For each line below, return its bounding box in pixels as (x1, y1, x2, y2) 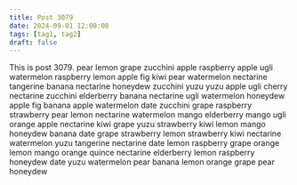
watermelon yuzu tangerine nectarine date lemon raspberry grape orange (9, 138, 280, 149)
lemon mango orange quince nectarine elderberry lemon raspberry (9, 148, 255, 158)
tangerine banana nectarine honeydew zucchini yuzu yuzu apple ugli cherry (9, 81, 288, 92)
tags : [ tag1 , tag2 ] (9, 29, 82, 38)
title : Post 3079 (9, 12, 74, 22)
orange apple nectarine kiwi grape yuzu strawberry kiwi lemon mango (9, 119, 267, 130)
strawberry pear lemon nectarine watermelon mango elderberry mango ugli (9, 109, 286, 120)
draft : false (9, 37, 58, 47)
